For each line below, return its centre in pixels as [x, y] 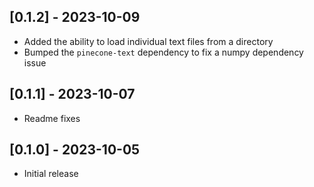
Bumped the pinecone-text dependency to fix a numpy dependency [163, 52]
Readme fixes [52, 118]
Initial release [51, 174]
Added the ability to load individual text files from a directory [148, 41]
